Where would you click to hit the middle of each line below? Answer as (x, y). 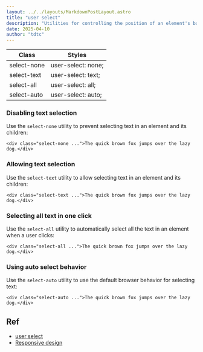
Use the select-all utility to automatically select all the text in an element (98, 229)
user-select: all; (73, 85)
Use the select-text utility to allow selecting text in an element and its (94, 177)
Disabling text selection (42, 113)
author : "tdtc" (25, 35)
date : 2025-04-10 (28, 29)
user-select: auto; (76, 95)
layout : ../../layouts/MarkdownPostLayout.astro (69, 12)
